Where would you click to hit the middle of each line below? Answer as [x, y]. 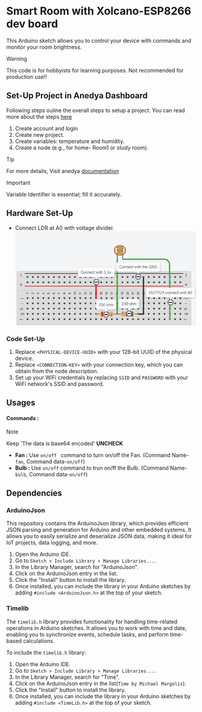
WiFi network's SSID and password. [59, 384]
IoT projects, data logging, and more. [52, 543]
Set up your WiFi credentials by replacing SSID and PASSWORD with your [102, 377]
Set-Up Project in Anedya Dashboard [77, 96]
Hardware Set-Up [40, 213]
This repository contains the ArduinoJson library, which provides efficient [97, 523]
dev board [32, 24]
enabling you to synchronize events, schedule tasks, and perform [87, 634]
